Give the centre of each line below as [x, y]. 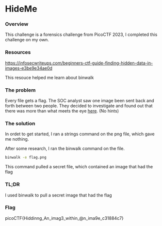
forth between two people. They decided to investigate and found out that [79, 106]
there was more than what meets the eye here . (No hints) [62, 111]
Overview [17, 24]
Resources [18, 52]
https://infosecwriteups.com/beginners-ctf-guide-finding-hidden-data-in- [79, 63]
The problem [20, 90]
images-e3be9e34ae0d [29, 68]
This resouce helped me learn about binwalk [49, 77]
